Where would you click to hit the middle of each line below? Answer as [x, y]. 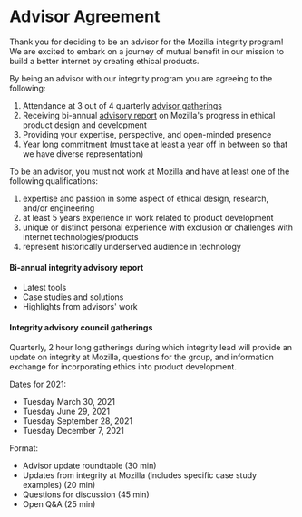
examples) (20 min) [59, 485]
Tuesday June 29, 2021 [66, 412]
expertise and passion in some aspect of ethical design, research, [146, 198]
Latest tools [44, 288]
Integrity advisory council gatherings [81, 327]
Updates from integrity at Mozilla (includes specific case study [139, 475]
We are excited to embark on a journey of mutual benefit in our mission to [146, 51]
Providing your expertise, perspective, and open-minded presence [147, 134]
